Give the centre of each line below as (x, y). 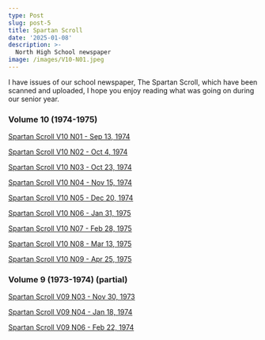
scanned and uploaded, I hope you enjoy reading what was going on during (131, 90)
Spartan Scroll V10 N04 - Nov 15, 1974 (70, 183)
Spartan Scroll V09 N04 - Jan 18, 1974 (70, 312)
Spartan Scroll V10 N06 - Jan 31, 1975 (70, 213)
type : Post (26, 15)
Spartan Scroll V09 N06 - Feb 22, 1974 (71, 327)
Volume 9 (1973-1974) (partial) (68, 280)
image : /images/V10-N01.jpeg (56, 60)
